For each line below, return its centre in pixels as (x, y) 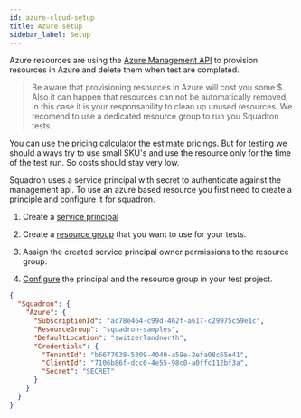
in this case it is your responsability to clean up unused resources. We (162, 107)
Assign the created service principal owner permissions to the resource (155, 252)
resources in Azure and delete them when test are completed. (124, 70)
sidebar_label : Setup (50, 34)
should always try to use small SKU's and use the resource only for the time (150, 153)
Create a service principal (71, 217)
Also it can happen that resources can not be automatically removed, (160, 97)
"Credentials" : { (66, 346)
